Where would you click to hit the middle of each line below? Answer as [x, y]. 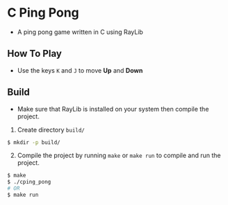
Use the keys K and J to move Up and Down [80, 70]
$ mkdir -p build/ [34, 142]
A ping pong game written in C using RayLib [80, 32]
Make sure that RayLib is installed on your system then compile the [113, 109]
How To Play [35, 54]
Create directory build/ [51, 130]
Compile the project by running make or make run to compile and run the [119, 155]
